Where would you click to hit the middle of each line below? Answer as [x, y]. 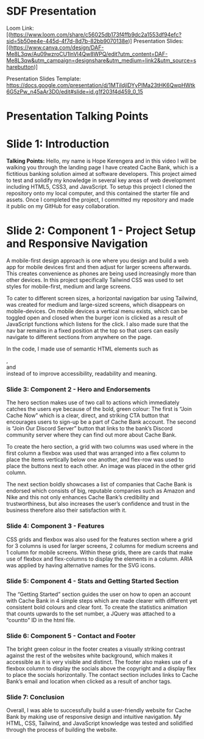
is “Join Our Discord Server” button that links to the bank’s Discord [90, 429]
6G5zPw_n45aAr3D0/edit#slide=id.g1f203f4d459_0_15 [75, 91]
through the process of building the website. [62, 730]
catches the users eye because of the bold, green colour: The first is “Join [99, 409]
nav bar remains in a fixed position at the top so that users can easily [93, 331]
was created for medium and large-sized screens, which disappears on [96, 305]
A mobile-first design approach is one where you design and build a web [97, 261]
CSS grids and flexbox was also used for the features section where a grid [100, 539]
